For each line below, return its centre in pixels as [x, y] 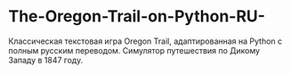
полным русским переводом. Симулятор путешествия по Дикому [134, 50]
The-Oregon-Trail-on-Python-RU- [137, 16]
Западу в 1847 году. [46, 60]
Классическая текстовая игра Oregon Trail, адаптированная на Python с [145, 41]
